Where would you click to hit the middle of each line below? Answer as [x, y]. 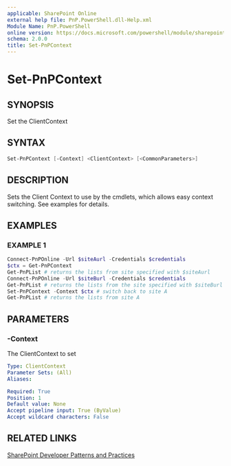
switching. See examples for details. [58, 204]
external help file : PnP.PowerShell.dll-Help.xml [80, 20]
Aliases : [20, 379]
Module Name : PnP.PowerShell [49, 26]
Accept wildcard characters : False [58, 417]
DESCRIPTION [38, 180]
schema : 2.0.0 [27, 39]
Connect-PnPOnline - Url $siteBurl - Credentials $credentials [97, 278]
